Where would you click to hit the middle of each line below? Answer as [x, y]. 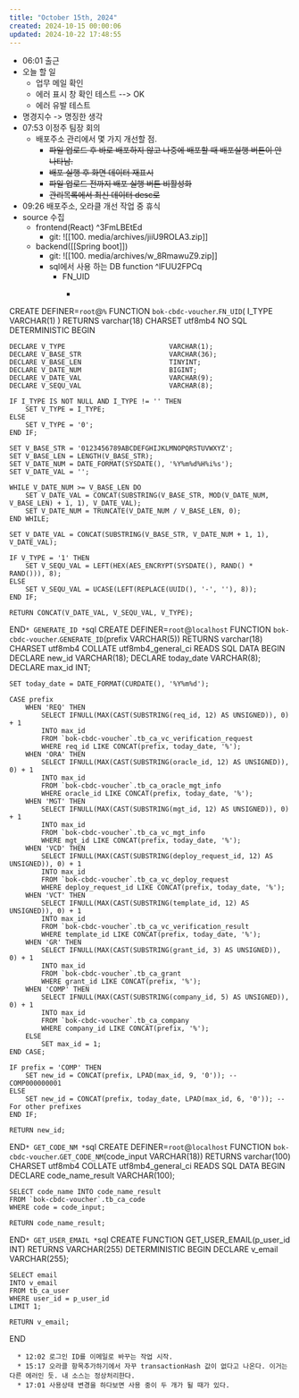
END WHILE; [29, 519]
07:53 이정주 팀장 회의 [61, 128]
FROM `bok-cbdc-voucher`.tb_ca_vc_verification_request [147, 739]
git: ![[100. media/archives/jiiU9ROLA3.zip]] [128, 237]
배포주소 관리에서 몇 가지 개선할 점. [96, 139]
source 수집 [43, 217]
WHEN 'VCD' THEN [56, 848]
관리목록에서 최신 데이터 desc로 [104, 195]
